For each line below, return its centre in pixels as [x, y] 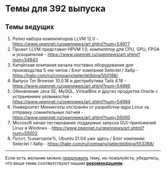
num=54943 [25, 60]
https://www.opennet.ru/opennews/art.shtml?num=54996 [71, 86]
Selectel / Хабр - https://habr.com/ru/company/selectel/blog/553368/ [83, 144]
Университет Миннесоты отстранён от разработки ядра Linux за [81, 107]
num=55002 [25, 133]
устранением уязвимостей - [42, 96]
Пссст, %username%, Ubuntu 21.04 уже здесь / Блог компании [78, 138]
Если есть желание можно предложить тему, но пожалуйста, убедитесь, [82, 158]
